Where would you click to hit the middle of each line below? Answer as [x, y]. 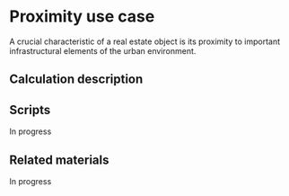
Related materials [59, 160]
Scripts [30, 110]
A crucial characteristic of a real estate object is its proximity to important [145, 41]
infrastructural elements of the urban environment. [103, 50]
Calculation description [76, 80]
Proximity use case [82, 17]
